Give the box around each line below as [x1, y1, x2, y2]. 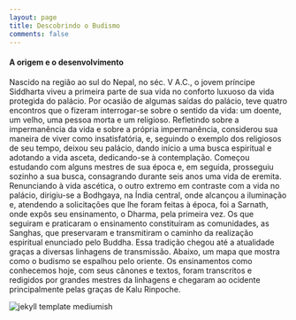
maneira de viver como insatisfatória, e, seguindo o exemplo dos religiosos [9, 133, 282, 144]
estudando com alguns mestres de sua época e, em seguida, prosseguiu [9, 161, 274, 172]
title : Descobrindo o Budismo [9, 21, 121, 30]
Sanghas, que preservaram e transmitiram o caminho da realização [9, 227, 254, 238]
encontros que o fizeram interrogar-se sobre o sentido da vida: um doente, [9, 105, 282, 115]
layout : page [9, 12, 57, 22]
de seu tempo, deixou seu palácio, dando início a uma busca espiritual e [9, 143, 272, 153]
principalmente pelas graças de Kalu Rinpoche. [9, 284, 181, 294]
